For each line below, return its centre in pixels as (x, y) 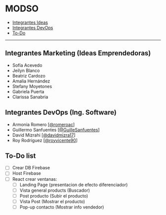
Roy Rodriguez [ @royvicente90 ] (45, 140)
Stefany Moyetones (32, 86)
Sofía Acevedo (27, 65)
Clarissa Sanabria (30, 97)
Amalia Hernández (31, 81)
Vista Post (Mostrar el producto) (52, 201)
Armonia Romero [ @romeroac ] (43, 124)
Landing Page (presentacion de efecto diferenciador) (74, 185)
